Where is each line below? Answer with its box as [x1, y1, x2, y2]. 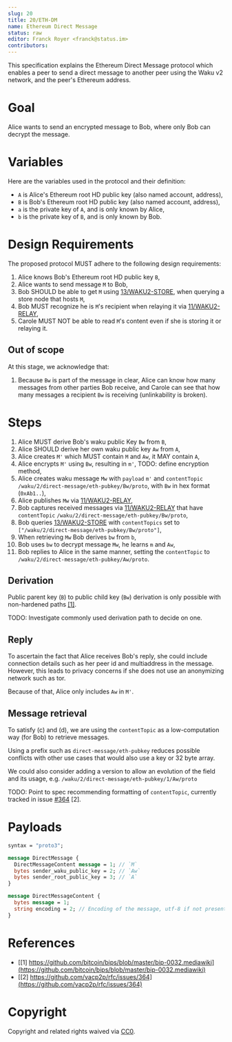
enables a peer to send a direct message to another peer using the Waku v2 [8, 68, 223, 77]
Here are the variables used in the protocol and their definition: [8, 177, 186, 185]
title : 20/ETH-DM [8, 17, 58, 23]
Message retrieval [8, 707, 87, 719]
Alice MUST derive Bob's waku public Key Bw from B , [17, 438, 167, 446]
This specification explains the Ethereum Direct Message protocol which [8, 61, 213, 69]
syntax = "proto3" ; [8, 842, 64, 849]
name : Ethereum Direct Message [8, 23, 98, 30]
